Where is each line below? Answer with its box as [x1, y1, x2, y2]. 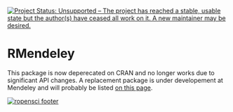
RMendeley [7, 46, 75, 62]
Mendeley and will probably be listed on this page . [7, 83, 153, 92]
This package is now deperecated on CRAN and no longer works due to [7, 68, 215, 77]
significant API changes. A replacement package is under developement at [7, 76, 223, 84]
